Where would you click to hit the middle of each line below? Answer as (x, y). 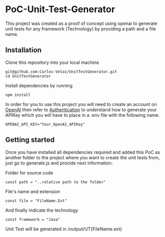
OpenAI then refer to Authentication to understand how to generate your (81, 110)
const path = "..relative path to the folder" (56, 182)
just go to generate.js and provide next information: (59, 163)
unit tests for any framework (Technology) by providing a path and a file (81, 28)
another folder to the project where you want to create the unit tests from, (83, 157)
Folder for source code (29, 173)
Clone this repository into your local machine (52, 62)
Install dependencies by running (39, 85)
